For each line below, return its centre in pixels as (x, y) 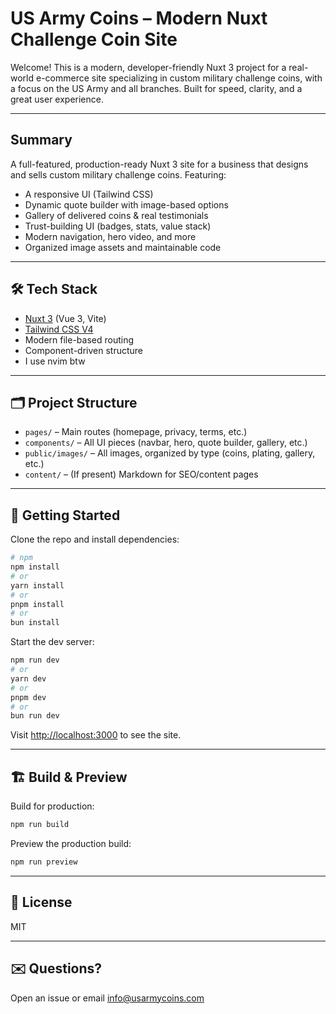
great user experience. (57, 99)
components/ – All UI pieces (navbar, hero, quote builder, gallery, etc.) (166, 443)
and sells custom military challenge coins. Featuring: (118, 174)
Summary (41, 140)
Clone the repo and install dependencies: (95, 539)
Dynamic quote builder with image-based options (126, 204)
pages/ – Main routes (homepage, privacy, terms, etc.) (136, 432)
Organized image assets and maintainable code (123, 247)
